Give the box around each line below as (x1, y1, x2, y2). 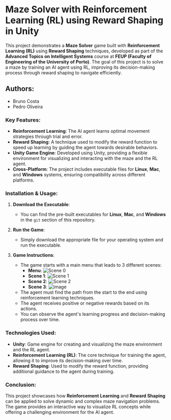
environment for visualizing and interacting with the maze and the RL (12, 155, 158, 162)
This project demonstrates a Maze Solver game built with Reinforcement (5, 42, 160, 48)
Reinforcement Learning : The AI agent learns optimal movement (12, 128, 150, 134)
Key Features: (5, 116, 41, 124)
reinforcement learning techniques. (20, 295, 95, 301)
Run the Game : (12, 227, 45, 233)
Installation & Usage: (5, 190, 58, 197)
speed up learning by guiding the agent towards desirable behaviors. (12, 145, 158, 151)
